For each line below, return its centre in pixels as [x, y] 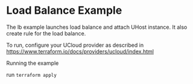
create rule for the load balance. [46, 33]
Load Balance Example [64, 10]
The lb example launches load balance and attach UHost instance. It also [97, 27]
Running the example [33, 63]
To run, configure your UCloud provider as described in [75, 45]
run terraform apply [32, 74]
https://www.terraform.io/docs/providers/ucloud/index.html [80, 51]
